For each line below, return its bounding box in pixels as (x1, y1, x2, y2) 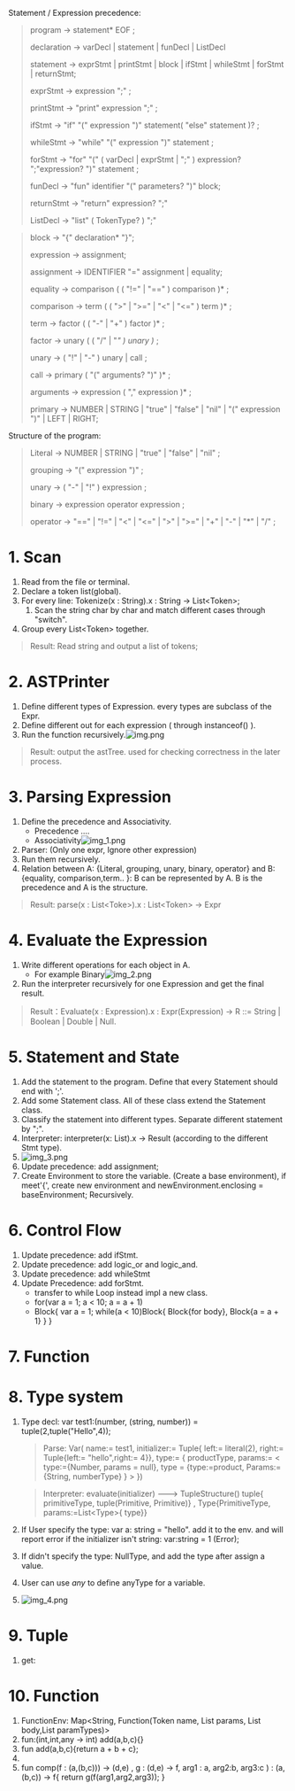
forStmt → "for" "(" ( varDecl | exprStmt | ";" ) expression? (29, 154, 242, 165)
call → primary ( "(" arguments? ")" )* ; (29, 369, 171, 380)
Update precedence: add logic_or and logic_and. (20, 1259, 199, 1269)
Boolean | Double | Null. (29, 1016, 117, 1027)
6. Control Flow (8, 1220, 122, 1240)
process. (29, 756, 63, 766)
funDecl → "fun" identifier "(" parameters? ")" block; (29, 181, 222, 191)
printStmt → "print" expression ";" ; (29, 103, 158, 113)
